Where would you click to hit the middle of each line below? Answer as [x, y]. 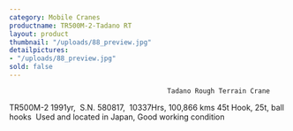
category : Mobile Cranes [55, 17]
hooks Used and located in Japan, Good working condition [117, 117]
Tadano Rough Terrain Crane [219, 91]
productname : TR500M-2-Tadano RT [71, 26]
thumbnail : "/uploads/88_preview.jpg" [80, 42]
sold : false [31, 67]
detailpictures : [39, 50]
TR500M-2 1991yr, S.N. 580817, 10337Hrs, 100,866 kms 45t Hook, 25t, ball [147, 107]
